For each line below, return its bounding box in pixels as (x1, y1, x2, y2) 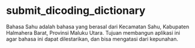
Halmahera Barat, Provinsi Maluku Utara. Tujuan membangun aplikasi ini (6, 29, 180, 36)
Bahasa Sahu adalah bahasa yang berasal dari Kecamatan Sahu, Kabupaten (6, 23, 190, 30)
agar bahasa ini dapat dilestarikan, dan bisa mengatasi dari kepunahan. (6, 35, 179, 42)
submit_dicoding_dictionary (6, 4, 146, 17)
